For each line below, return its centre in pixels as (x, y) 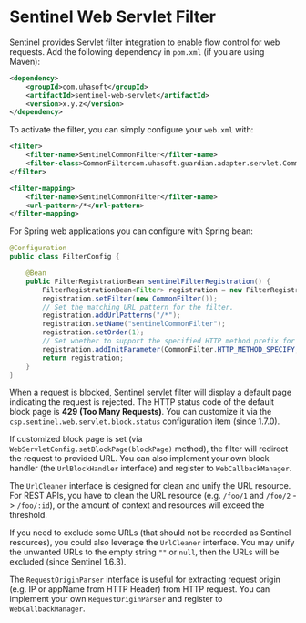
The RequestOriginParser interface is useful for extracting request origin (145, 580)
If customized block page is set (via (76, 439)
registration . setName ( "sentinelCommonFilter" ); (134, 324)
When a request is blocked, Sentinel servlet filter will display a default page (151, 392)
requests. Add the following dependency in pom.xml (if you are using (137, 51)
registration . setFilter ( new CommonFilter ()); (130, 299)
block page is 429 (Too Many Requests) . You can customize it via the (141, 412)
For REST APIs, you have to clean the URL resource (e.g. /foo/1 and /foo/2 (150, 496)
